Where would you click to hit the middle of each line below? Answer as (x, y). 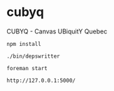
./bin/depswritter (33, 56)
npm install (24, 44)
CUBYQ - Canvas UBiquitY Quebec (57, 31)
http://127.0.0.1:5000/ (41, 81)
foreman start (27, 68)
